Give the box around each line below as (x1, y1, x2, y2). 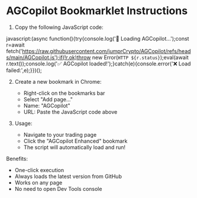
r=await (6, 41, 25, 48)
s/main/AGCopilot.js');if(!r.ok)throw (6, 54, 91, 61)
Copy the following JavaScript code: (14, 24, 104, 31)
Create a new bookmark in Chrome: (14, 78, 102, 85)
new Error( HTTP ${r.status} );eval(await (92, 54, 189, 61)
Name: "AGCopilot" (23, 102, 70, 109)
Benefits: (6, 155, 28, 162)
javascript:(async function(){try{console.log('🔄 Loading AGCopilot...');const (6, 35, 189, 42)
